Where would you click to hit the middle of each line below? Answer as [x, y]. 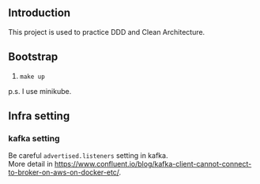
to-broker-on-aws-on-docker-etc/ [64, 172]
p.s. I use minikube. [40, 91]
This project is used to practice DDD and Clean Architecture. [107, 32]
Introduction [40, 13]
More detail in [30, 164]
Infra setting [39, 116]
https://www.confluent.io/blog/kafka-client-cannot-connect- [153, 164]
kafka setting [34, 138]
